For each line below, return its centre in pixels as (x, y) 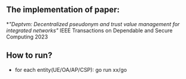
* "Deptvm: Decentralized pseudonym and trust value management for (93, 24)
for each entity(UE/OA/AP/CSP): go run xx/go (71, 69)
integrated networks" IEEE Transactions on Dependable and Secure (89, 30)
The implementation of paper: (63, 10)
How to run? (29, 56)
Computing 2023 (27, 37)
